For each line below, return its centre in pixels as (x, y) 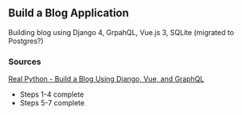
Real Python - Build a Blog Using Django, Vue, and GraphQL (106, 79)
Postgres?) (26, 41)
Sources (25, 61)
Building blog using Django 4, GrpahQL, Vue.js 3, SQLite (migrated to (121, 32)
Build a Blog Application (69, 13)
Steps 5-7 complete (52, 103)
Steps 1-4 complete (52, 94)
